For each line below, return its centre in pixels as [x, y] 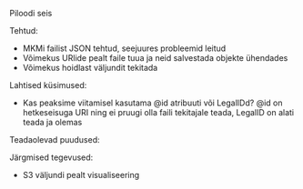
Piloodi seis [31, 13]
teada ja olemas [52, 122]
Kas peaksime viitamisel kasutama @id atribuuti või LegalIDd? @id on [152, 103]
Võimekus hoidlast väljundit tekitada [90, 68]
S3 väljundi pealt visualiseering [81, 175]
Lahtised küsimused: [48, 85]
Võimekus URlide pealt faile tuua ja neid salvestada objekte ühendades [155, 58]
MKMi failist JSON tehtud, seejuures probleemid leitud [124, 48]
